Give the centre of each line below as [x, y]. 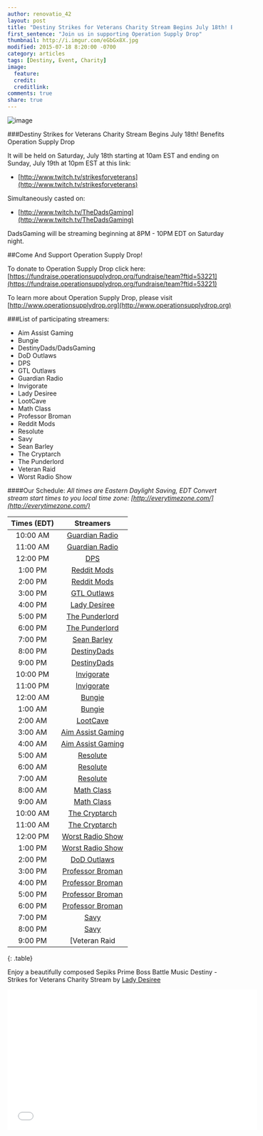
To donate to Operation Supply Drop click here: [77, 269]
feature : [27, 73]
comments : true [30, 93]
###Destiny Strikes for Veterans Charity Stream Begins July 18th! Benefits [116, 134]
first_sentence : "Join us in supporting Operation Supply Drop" [105, 34]
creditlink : [32, 87]
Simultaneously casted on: [46, 198]
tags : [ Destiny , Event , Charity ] [57, 61]
